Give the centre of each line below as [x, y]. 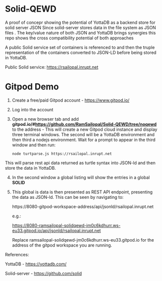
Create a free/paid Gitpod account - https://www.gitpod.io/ [71, 100]
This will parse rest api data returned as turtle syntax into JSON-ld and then [80, 163]
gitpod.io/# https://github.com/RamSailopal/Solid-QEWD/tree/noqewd [84, 124]
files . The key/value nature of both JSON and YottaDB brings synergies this [81, 33]
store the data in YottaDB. [31, 168]
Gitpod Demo [32, 87]
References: [17, 254]
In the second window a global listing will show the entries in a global [81, 177]
